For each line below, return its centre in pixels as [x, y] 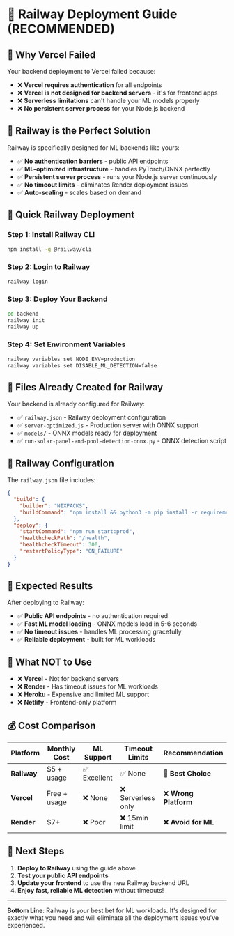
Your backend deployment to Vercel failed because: [81, 71]
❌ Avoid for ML [189, 822]
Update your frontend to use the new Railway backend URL [103, 883]
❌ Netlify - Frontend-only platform [67, 703]
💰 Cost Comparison [52, 725]
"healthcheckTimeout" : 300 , [60, 545]
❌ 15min [134, 818]
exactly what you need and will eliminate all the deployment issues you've [113, 918]
